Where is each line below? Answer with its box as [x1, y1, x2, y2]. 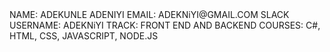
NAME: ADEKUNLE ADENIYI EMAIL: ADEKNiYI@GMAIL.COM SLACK [9, 9, 290, 20]
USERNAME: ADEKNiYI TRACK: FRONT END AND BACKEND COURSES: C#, [9, 19, 321, 31]
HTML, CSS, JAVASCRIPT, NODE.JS [9, 30, 159, 42]
